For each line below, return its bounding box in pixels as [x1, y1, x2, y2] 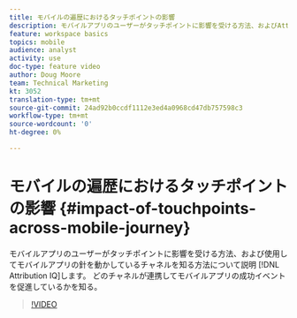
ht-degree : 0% [9, 128, 62, 137]
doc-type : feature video [9, 63, 101, 72]
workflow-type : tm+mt [9, 111, 89, 120]
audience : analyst [9, 46, 77, 55]
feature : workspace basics [9, 29, 109, 38]
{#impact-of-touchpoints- [58, 199, 256, 219]
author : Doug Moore [9, 71, 81, 79]
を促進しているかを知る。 [9, 281, 103, 291]
